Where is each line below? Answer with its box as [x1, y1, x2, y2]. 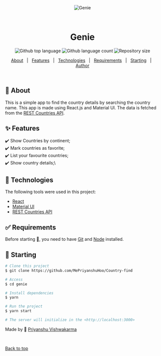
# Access [5, 277, 23, 282]
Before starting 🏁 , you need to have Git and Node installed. [5, 236, 124, 242]
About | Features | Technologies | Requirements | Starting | [11, 57, 152, 63]
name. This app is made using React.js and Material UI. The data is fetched [5, 104, 157, 110]
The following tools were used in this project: [5, 189, 96, 195]
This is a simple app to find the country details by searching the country [5, 99, 151, 105]
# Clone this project [5, 263, 50, 268]
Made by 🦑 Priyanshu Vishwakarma [5, 326, 77, 332]
